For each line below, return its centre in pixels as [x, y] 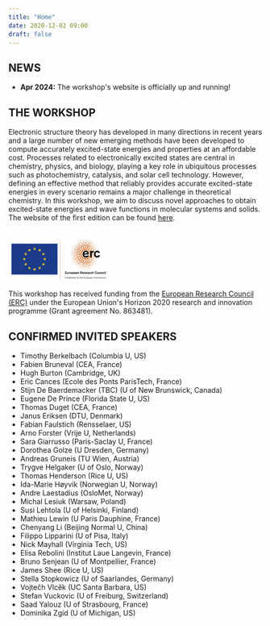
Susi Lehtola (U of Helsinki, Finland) [79, 510]
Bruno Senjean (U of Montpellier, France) [88, 561]
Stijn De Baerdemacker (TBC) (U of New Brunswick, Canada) [121, 390]
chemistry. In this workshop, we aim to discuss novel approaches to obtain [132, 200]
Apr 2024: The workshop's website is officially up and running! [125, 87]
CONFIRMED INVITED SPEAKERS [93, 336]
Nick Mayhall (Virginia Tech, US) [73, 544]
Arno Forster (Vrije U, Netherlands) [78, 432]
